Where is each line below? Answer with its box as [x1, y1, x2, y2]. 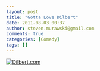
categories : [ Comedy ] [6, 36, 60, 42]
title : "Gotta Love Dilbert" [6, 14, 79, 20]
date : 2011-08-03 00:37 [6, 20, 65, 26]
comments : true [6, 31, 44, 37]
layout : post [6, 8, 39, 15]
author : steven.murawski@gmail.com [6, 25, 95, 32]
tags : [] [6, 42, 28, 48]
